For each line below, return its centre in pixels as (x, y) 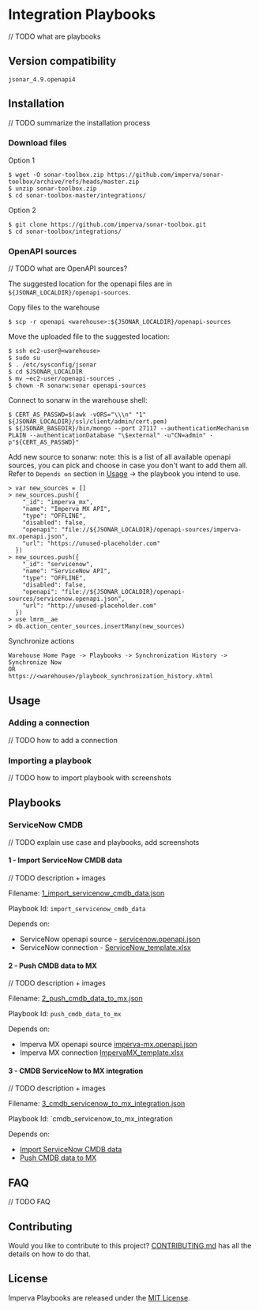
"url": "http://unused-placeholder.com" (90, 606)
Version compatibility (62, 61)
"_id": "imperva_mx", (58, 502)
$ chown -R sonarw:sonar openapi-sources (77, 386)
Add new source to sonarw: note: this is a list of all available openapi (120, 457)
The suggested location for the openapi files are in (90, 284)
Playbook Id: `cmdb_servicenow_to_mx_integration (91, 1119)
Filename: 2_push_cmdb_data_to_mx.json (76, 998)
